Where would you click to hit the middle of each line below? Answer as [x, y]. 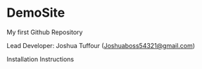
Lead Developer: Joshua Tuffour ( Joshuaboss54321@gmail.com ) [101, 45]
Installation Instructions [40, 59]
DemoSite [36, 13]
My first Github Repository [45, 32]
